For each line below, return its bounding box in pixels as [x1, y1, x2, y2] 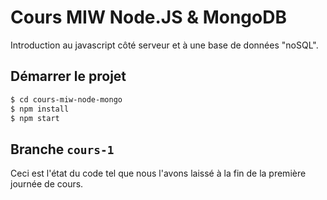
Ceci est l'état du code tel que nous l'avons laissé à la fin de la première [10, 167, 307, 180]
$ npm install [10, 104, 70, 114]
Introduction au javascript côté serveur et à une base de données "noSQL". [10, 39, 319, 51]
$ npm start [10, 113, 60, 123]
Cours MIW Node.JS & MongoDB [10, 6, 287, 29]
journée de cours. [10, 178, 84, 190]
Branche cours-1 [10, 141, 115, 158]
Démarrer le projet [10, 68, 127, 85]
